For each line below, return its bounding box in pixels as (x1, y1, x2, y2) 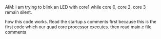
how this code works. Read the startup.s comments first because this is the (5, 19, 157, 24)
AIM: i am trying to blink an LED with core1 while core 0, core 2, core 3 (5, 4, 146, 10)
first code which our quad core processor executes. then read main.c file (5, 24, 152, 30)
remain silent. (5, 9, 33, 15)
